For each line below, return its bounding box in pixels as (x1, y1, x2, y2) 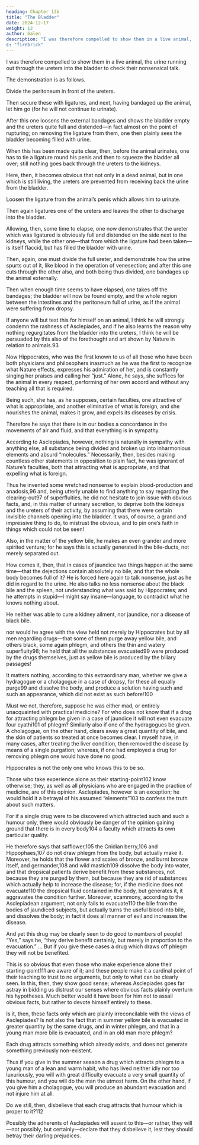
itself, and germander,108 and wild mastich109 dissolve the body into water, (6, 861, 191, 869)
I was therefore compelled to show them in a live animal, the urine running (6, 58, 187, 65)
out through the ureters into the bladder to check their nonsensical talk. (6, 64, 180, 71)
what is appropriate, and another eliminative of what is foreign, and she (6, 402, 180, 410)
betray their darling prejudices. (6, 1132, 82, 1139)
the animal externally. (6, 274, 59, 281)
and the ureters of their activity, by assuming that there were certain (6, 507, 172, 514)
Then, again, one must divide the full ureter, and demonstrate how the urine (6, 255, 191, 262)
